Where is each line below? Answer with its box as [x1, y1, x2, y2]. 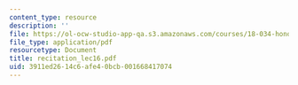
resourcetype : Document [9, 46, 98, 55]
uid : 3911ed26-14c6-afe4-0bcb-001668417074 [9, 63, 173, 72]
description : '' [9, 21, 69, 30]
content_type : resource [9, 12, 98, 22]
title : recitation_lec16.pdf [9, 54, 117, 63]
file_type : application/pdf [9, 37, 114, 47]
